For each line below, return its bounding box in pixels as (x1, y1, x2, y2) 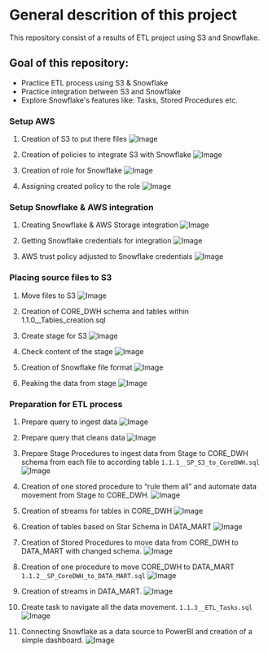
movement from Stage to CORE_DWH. (20, 490, 150, 500)
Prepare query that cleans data (20, 432, 125, 442)
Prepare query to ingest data (20, 417, 117, 427)
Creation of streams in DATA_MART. (20, 586, 143, 596)
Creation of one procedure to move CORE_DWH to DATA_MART (20, 562, 235, 572)
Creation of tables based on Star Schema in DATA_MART (20, 521, 213, 531)
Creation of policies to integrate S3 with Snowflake (20, 150, 192, 160)
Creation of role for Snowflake (20, 165, 123, 176)
